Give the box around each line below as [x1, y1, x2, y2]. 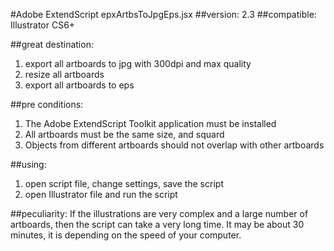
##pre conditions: [10, 99, 84, 110]
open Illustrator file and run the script [24, 189, 178, 200]
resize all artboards [24, 69, 105, 80]
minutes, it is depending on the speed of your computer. [10, 229, 242, 241]
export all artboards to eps [24, 79, 135, 91]
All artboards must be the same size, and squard [24, 129, 225, 140]
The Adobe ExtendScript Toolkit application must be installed [24, 118, 277, 129]
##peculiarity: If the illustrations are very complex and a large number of [10, 208, 309, 219]
